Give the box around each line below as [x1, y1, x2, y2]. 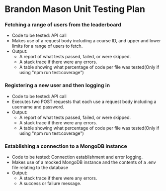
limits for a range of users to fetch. [11, 43, 83, 49]
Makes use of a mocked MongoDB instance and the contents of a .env [11, 159, 156, 165]
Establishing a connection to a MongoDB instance [4, 143, 127, 150]
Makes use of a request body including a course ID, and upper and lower [11, 38, 161, 44]
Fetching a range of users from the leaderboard [4, 21, 121, 28]
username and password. [11, 103, 64, 110]
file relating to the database [11, 165, 68, 171]
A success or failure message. [19, 181, 82, 187]
